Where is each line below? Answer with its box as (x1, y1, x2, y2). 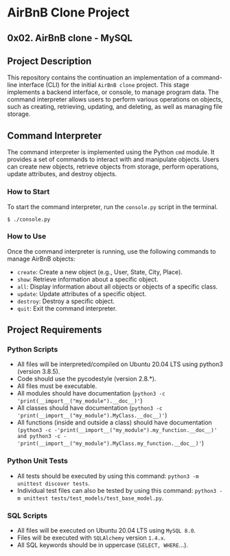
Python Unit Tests (7, 456, 69, 466)
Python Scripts (7, 345, 58, 354)
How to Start (7, 187, 50, 197)
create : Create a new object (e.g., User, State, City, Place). (16, 267, 183, 276)
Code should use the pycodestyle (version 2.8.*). (16, 375, 157, 383)
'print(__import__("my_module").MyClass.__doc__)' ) (16, 411, 168, 420)
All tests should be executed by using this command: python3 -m (16, 472, 199, 480)
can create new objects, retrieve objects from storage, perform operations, (7, 162, 219, 171)
